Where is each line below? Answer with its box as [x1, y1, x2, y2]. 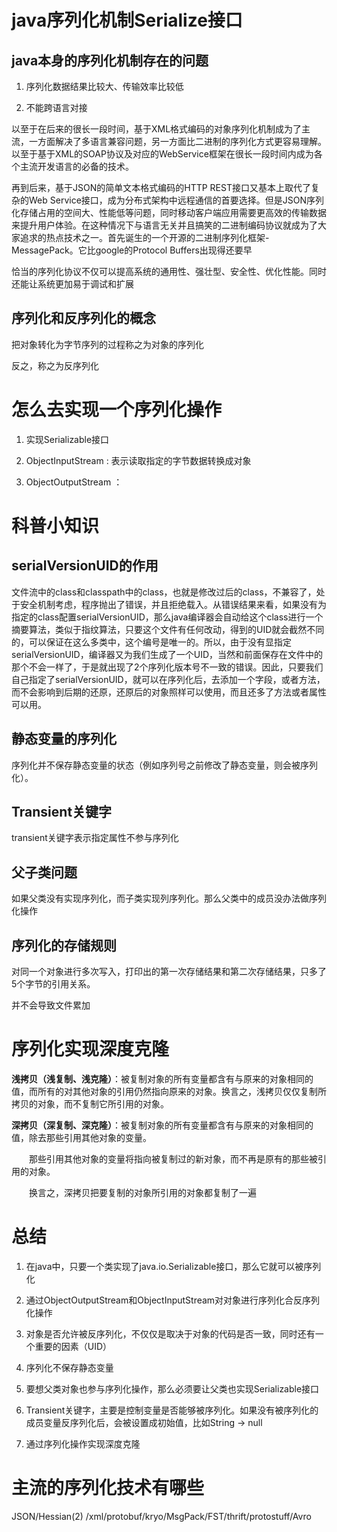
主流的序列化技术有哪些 [11, 1477, 205, 1500]
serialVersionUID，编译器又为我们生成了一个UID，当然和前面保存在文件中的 [11, 648, 323, 660]
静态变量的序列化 [11, 731, 117, 748]
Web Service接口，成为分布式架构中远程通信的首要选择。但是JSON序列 [28, 194, 325, 206]
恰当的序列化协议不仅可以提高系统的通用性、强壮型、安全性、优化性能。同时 [11, 266, 327, 277]
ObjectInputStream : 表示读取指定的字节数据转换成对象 [25, 454, 252, 466]
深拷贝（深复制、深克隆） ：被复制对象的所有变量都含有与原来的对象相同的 [11, 1119, 314, 1131]
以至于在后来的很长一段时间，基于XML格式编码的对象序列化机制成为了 [11, 123, 303, 135]
